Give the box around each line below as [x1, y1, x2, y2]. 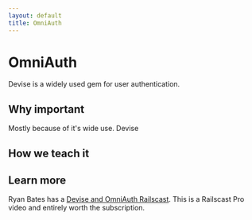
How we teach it [8, 146, 90, 160]
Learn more [8, 174, 67, 187]
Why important [8, 102, 85, 116]
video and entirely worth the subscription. [8, 203, 145, 213]
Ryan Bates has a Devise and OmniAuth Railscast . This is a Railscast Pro [8, 195, 245, 204]
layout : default [8, 11, 62, 20]
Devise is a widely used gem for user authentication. [8, 79, 180, 89]
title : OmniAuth [8, 19, 62, 27]
